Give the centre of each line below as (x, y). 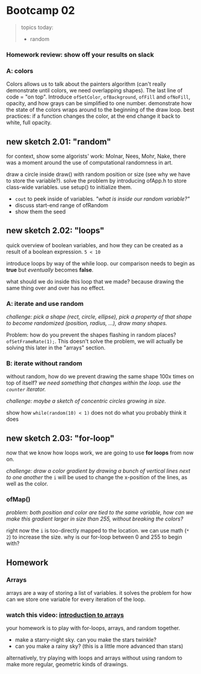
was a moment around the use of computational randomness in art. (90, 162)
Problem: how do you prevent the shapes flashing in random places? (91, 335)
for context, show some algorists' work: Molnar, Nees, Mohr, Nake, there (96, 156)
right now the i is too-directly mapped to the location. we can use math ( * (98, 531)
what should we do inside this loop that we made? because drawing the (95, 281)
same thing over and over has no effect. (56, 288)
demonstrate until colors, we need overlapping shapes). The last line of (94, 91)
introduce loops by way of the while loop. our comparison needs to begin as (100, 263)
